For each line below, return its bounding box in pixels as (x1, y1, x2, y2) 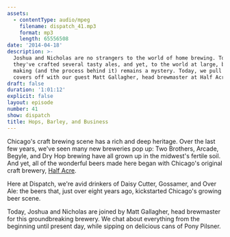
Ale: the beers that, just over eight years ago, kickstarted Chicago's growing (7, 186, 222, 195)
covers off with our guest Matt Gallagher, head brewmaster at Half (13, 73, 213, 81)
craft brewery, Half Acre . (7, 166, 77, 175)
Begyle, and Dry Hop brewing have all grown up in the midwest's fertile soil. (7, 151, 221, 160)
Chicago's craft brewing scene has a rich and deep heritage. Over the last (7, 137, 216, 145)
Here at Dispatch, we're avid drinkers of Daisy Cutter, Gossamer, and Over (7, 179, 217, 188)
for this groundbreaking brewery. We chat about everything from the (7, 214, 200, 223)
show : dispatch (7, 112, 51, 118)
